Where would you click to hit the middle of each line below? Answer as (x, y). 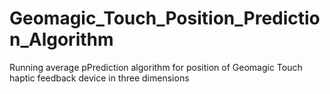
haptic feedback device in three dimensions (99, 78)
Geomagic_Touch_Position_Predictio (165, 18)
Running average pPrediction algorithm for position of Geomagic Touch (156, 67)
